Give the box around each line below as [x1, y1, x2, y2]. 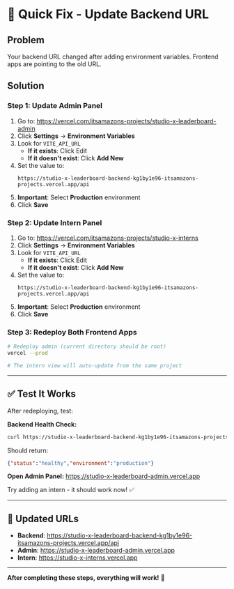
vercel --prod [7, 350, 49, 357]
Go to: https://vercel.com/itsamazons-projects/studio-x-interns [17, 234, 198, 242]
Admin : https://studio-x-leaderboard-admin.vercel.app [17, 546, 175, 555]
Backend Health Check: [7, 420, 77, 428]
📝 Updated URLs [7, 512, 79, 525]
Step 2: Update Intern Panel [7, 217, 102, 227]
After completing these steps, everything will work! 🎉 [7, 574, 165, 582]
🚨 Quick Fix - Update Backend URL [7, 6, 210, 22]
